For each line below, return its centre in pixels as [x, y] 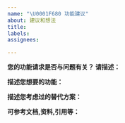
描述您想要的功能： [35, 82]
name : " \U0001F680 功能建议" [48, 14]
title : [17, 27]
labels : [19, 33]
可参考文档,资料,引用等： [43, 112]
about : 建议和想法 [32, 20]
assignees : [23, 40]
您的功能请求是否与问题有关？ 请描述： [64, 67]
